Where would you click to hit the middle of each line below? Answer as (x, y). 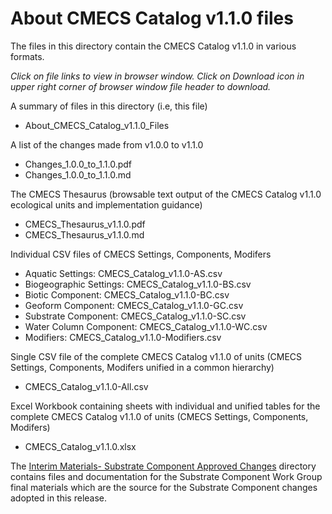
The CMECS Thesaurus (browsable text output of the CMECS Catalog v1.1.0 (166, 194)
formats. (27, 56)
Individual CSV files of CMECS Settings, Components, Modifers (141, 254)
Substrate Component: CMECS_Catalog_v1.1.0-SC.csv (135, 316)
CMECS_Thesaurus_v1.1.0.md (84, 234)
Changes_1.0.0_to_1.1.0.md (78, 174)
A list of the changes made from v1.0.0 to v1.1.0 (107, 144)
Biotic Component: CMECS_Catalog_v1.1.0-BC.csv (127, 294)
